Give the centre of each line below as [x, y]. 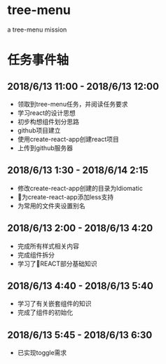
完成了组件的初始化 [45, 312]
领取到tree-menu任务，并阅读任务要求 [72, 104]
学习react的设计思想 [46, 113]
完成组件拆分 [36, 255]
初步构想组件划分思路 [48, 121]
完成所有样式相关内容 [48, 246]
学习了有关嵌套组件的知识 [54, 304]
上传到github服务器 [45, 148]
